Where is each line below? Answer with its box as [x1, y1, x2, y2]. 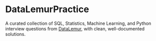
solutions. [5, 31, 26, 37]
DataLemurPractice [5, 4, 89, 15]
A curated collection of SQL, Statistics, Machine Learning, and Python [5, 20, 151, 26]
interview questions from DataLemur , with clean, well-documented [5, 25, 145, 31]
